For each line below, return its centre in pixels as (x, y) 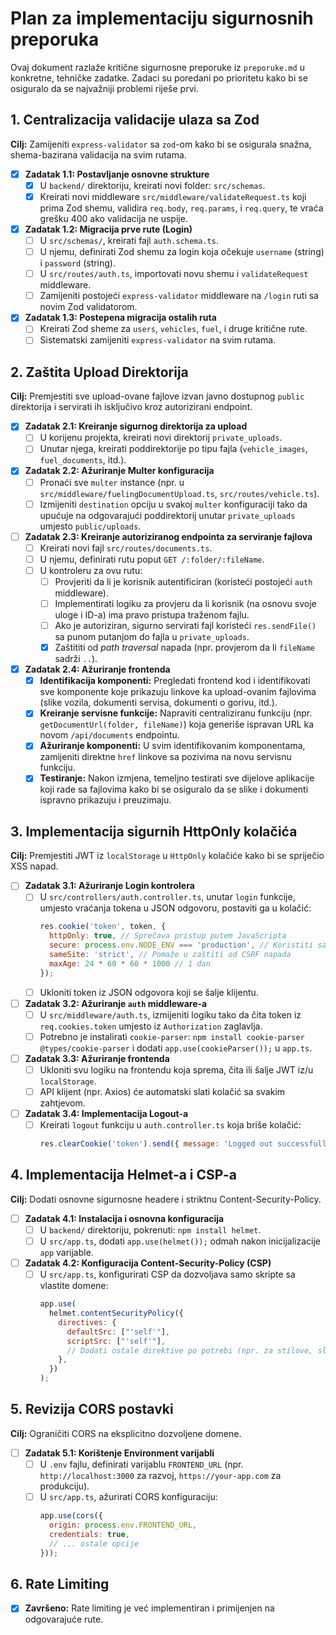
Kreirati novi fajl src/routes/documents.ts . (126, 548)
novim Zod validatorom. (88, 307)
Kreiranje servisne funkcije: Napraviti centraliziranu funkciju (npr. (176, 713)
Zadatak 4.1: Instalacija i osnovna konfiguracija (124, 1218)
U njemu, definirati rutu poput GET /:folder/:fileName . (152, 559)
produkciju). (64, 1486)
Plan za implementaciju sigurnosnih (162, 18)
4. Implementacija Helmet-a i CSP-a (123, 1175)
